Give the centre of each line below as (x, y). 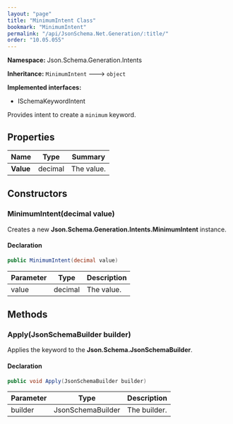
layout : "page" (30, 14)
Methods (28, 315)
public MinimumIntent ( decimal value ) (63, 260)
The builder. (147, 410)
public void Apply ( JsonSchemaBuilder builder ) (77, 381)
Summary (89, 157)
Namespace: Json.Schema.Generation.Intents (75, 60)
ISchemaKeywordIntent (52, 101)
